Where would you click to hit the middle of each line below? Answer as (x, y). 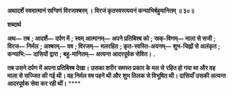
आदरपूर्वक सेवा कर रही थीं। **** (44, 84)
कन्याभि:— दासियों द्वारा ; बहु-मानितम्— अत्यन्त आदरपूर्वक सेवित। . (81, 54)
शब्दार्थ (14, 25)
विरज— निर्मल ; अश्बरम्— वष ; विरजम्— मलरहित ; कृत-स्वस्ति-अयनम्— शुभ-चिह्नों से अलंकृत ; (114, 46)
